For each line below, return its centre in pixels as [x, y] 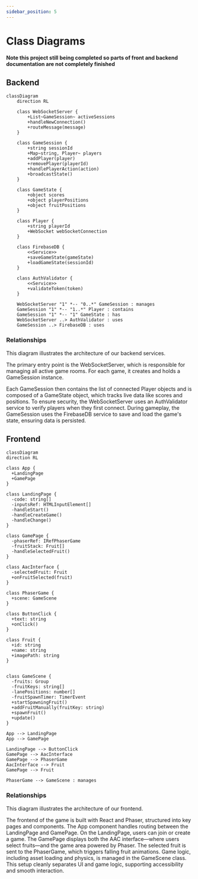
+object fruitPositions [57, 206]
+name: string [29, 651]
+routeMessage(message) [57, 128]
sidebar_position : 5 [32, 12]
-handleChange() [31, 520]
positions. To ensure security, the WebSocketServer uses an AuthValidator [97, 401]
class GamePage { [28, 536]
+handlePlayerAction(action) [63, 169]
